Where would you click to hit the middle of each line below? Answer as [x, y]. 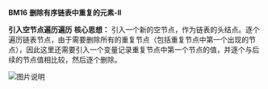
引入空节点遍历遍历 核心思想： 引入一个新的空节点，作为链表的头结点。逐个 [134, 30]
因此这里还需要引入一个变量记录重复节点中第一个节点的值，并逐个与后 [142, 50]
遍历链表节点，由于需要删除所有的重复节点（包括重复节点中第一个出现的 [128, 40]
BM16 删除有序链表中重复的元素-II [65, 12]
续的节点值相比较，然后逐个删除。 [65, 60]
